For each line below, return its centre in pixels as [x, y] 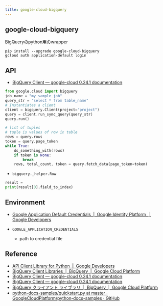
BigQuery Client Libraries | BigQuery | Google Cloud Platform [76, 271]
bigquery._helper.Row [34, 174]
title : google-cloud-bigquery [36, 10]
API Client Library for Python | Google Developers [63, 266]
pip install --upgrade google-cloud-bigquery [52, 51]
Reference [21, 254]
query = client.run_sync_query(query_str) [49, 114]
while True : [17, 146]
